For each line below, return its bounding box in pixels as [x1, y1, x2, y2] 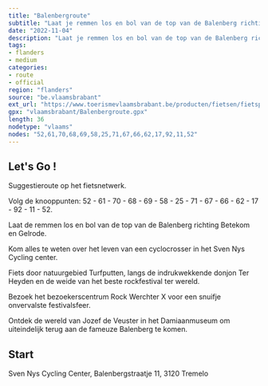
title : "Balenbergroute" [8, 11, 91, 20]
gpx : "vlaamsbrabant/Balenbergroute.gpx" [8, 108, 148, 116]
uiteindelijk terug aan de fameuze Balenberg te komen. [8, 325, 188, 334]
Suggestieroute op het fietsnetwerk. [8, 181, 127, 191]
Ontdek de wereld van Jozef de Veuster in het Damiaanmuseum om [8, 316, 231, 325]
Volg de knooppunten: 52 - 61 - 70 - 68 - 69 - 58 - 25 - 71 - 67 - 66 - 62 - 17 [8, 196, 259, 206]
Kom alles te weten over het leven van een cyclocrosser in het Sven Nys [8, 244, 246, 254]
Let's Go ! [8, 160, 57, 174]
